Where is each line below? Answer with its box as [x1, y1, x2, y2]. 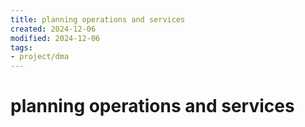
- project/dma [10, 52, 70, 62]
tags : [10, 42, 33, 53]
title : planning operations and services [10, 14, 186, 25]
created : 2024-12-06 [10, 24, 97, 34]
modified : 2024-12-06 [10, 33, 101, 43]
